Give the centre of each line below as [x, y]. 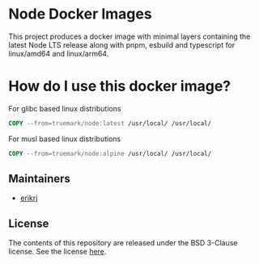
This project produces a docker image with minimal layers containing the [129, 36]
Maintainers [40, 179]
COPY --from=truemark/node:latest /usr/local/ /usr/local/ [110, 123]
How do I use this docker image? [120, 86]
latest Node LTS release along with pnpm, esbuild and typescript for [122, 44]
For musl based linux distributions [65, 139]
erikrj [29, 198]
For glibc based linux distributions [65, 108]
